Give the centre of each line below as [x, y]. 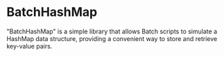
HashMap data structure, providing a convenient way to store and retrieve [112, 38]
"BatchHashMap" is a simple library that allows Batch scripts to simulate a [112, 31]
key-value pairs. [29, 46]
